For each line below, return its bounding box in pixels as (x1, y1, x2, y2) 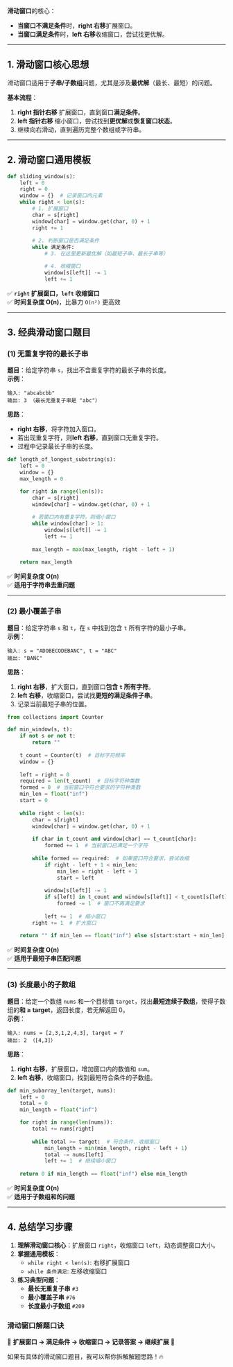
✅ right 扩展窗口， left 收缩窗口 (7, 289, 100, 297)
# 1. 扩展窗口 (32, 205, 69, 212)
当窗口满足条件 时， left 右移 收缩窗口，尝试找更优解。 (17, 31, 169, 38)
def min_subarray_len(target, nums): (7, 1087, 116, 1094)
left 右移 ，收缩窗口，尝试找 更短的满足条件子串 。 (17, 691, 157, 699)
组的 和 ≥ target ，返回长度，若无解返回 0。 (7, 1005, 129, 1014)
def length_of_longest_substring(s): (7, 456, 116, 463)
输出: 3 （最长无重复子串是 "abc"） (7, 397, 101, 404)
